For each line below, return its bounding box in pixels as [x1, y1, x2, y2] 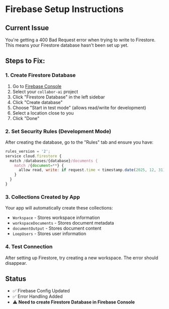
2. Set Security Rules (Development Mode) [5, 128, 112, 135]
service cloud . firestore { [5, 153, 62, 159]
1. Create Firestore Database [5, 72, 76, 79]
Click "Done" [12, 115, 40, 121]
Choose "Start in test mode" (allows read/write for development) [12, 105, 146, 111]
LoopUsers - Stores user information [12, 231, 87, 237]
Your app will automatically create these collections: [5, 205, 113, 211]
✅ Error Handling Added [12, 293, 63, 299]
